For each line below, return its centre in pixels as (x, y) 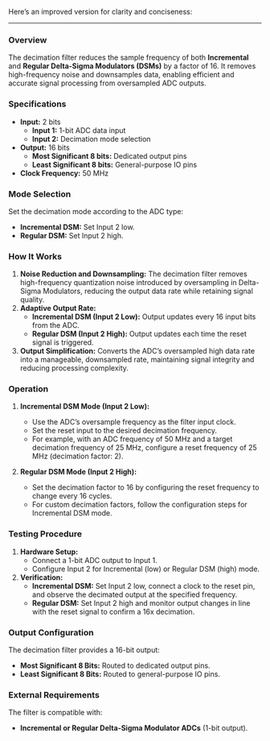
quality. (32, 300)
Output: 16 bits (45, 147)
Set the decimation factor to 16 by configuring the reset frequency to (145, 487)
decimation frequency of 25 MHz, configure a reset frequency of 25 (144, 448)
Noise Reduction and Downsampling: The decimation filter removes (133, 274)
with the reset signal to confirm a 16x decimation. (113, 611)
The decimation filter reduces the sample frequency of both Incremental (129, 58)
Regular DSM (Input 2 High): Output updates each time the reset (139, 334)
